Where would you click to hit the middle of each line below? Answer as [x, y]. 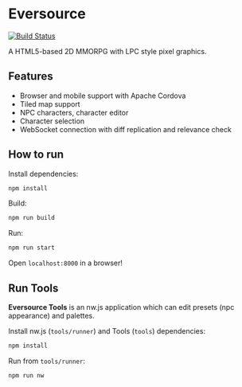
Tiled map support [50, 104]
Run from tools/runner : [47, 361]
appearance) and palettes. [51, 316]
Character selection [52, 121]
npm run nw [26, 375]
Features [31, 76]
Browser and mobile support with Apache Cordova [103, 96]
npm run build [32, 218]
